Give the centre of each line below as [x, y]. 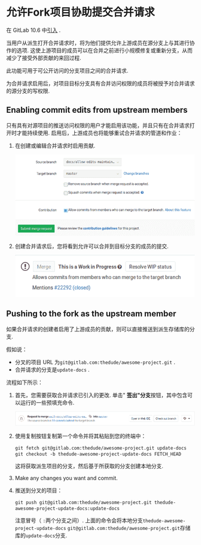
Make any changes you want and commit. [66, 478]
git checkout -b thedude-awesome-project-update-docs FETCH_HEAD [98, 454]
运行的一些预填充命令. [47, 402]
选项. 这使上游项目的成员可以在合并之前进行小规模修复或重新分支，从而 [104, 50]
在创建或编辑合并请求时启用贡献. [55, 145]
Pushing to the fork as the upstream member [91, 314]
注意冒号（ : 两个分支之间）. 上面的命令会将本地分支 [79, 520]
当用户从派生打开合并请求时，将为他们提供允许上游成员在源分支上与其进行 [98, 43]
